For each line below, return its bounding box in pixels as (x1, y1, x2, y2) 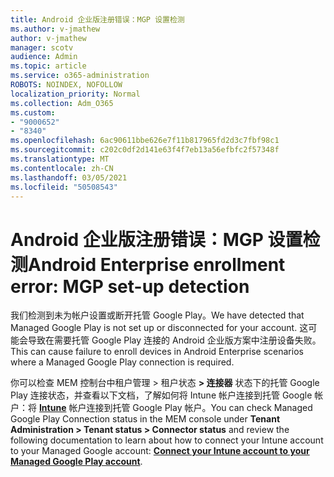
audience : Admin (10, 52, 78, 62)
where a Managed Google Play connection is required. (10, 356, 235, 368)
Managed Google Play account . (10, 456, 143, 468)
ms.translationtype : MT (10, 154, 110, 164)
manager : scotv (10, 42, 74, 53)
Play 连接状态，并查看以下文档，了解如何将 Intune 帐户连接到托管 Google (10, 389, 313, 401)
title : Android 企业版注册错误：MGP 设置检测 (10, 14, 185, 25)
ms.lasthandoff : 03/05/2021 (10, 172, 128, 183)
